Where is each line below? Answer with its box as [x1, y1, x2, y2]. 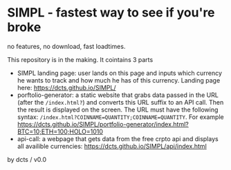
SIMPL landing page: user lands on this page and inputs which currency [17, 69, 223, 77]
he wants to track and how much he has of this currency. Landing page [17, 76, 221, 84]
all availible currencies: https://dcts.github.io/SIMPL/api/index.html [17, 142, 207, 150]
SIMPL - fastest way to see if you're [7, 5, 216, 21]
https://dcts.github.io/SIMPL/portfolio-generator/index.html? [17, 120, 189, 128]
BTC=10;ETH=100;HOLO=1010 [17, 127, 104, 136]
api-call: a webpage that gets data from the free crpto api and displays [17, 134, 219, 142]
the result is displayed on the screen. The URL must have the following [17, 105, 219, 114]
